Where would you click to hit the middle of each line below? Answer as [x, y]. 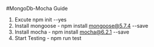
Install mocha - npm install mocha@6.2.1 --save [72, 32]
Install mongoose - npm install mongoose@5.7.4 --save [81, 26]
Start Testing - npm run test [48, 38]
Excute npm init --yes [40, 19]
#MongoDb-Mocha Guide [37, 8]
